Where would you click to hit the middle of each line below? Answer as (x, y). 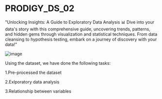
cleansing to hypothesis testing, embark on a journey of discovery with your (81, 39)
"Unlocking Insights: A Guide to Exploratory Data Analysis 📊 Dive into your (80, 22)
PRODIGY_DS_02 (40, 8)
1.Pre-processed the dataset (33, 72)
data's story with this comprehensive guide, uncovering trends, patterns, (78, 29)
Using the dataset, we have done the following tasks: (58, 63)
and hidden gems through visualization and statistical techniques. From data (81, 34)
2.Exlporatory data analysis (32, 82)
